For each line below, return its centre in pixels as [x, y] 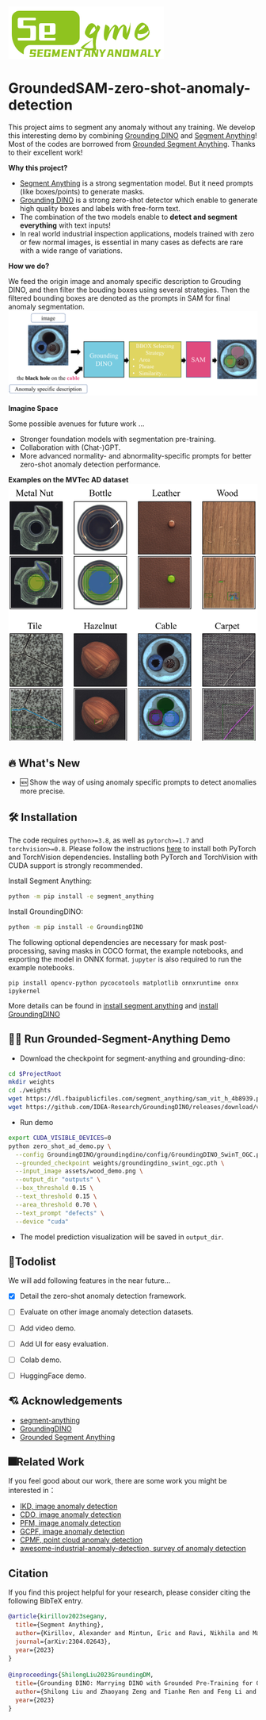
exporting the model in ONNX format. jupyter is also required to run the [125, 959]
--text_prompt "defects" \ [60, 1213]
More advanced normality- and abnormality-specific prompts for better [135, 455]
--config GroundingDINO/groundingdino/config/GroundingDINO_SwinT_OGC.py [139, 1154]
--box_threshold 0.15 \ [54, 1188]
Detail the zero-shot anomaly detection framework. [103, 1296]
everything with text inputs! [65, 225]
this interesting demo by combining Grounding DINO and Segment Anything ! [133, 135]
